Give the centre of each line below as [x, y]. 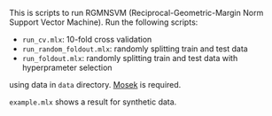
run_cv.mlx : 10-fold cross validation [87, 39]
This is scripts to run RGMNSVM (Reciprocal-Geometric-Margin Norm [136, 13]
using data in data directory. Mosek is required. [95, 85]
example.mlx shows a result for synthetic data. [93, 102]
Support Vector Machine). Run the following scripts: [104, 22]
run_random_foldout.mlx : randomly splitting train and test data [135, 49]
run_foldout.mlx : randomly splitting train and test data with [130, 58]
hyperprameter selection [67, 67]
